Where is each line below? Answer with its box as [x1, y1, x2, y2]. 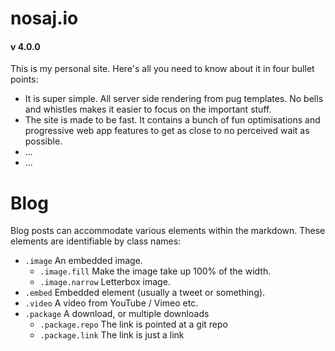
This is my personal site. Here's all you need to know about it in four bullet [10, 63, 315, 75]
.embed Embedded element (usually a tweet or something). [24, 287, 266, 299]
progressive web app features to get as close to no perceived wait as [24, 125, 310, 137]
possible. [24, 135, 63, 147]
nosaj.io [10, 7, 79, 30]
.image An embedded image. [24, 255, 143, 267]
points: [10, 73, 39, 86]
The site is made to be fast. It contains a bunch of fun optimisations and [24, 114, 321, 126]
